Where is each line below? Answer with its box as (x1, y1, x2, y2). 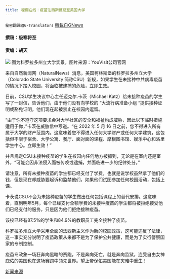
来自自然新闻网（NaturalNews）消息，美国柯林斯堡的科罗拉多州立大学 (5, 70, 152, 76)
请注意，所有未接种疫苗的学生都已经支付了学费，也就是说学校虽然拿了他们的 (5, 170, 165, 177)
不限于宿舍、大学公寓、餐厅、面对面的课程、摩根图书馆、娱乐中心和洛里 (14, 136, 165, 142)
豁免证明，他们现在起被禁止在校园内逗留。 (14, 106, 103, 112)
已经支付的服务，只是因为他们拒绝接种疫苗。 (9, 206, 103, 213)
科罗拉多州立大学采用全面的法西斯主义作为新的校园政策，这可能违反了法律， (5, 228, 165, 234)
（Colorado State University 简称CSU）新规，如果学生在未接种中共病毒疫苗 (5, 77, 163, 83)
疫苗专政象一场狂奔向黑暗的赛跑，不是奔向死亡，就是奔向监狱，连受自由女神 (5, 252, 165, 258)
